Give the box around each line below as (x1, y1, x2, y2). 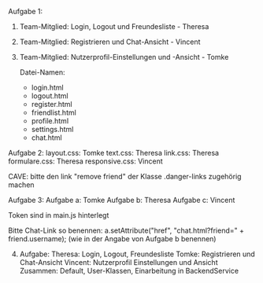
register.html (31, 100, 72, 108)
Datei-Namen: (19, 68, 65, 77)
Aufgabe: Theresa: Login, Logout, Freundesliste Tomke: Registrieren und (19, 249, 256, 259)
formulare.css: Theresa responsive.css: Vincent (8, 156, 163, 166)
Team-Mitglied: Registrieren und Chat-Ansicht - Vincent (19, 37, 201, 46)
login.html (31, 83, 65, 92)
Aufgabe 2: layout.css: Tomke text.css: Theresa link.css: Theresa (8, 149, 219, 157)
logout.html (31, 91, 69, 101)
